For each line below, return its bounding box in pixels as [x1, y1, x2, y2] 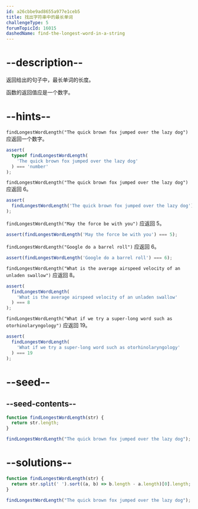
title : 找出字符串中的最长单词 [6, 14, 73, 20]
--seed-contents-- [6, 399, 77, 409]
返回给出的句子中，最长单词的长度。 [6, 76, 94, 83]
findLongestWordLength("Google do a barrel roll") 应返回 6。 [6, 243, 160, 250]
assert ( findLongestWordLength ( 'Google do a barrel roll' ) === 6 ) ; [6, 255, 173, 260]
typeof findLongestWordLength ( [11, 152, 88, 158]
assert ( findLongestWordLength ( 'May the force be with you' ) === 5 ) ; [6, 231, 178, 237]
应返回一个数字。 [6, 135, 48, 142]
